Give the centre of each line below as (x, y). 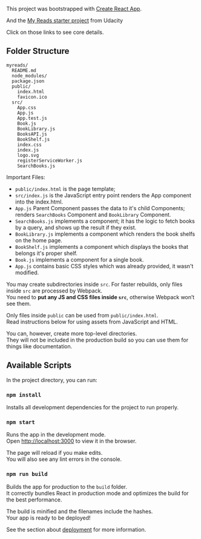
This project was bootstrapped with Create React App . (74, 9)
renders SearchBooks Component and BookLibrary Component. (93, 214)
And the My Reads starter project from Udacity (64, 20)
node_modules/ (29, 76)
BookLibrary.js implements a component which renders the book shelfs (105, 234)
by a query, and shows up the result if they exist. (76, 227)
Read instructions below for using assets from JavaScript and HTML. (92, 322)
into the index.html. (39, 202)
